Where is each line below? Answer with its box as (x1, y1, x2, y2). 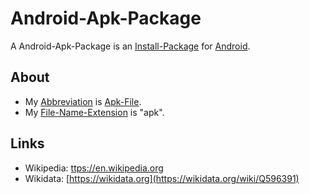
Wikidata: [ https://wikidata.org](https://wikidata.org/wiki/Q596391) (24, 172, 300, 184)
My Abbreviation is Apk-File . (24, 95, 142, 107)
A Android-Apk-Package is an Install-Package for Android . (10, 40, 251, 52)
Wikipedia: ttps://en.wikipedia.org (24, 162, 164, 174)
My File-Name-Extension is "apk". (24, 106, 165, 118)
